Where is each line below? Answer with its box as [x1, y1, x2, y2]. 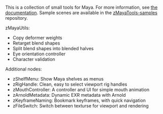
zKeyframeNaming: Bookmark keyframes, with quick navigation [12, 97, 146, 103]
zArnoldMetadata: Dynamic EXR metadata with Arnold [12, 92, 126, 98]
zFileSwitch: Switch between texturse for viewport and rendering [12, 103, 149, 108]
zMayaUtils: [5, 25, 30, 31]
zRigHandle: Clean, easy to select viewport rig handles [12, 81, 127, 87]
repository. [5, 15, 28, 21]
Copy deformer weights [12, 35, 62, 41]
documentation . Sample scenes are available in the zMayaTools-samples [5, 10, 157, 16]
